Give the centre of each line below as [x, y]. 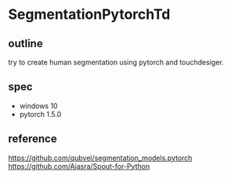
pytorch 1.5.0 [40, 114]
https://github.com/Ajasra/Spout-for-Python [79, 166]
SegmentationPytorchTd [89, 15]
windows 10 [38, 106]
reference [32, 139]
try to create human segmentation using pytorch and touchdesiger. [116, 62]
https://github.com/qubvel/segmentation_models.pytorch [100, 158]
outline [25, 44]
